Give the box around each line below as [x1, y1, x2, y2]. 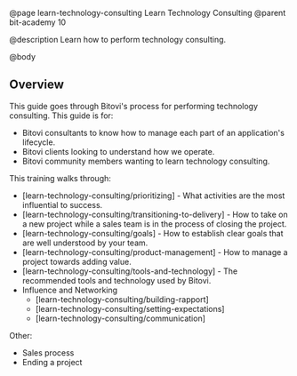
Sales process [21, 347, 75, 358]
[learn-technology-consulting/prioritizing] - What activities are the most [21, 190, 285, 201]
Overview [9, 77, 65, 92]
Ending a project [21, 356, 83, 367]
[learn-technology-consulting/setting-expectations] [35, 303, 225, 314]
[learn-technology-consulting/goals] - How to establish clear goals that [21, 228, 284, 238]
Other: [9, 330, 33, 340]
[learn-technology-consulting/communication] [35, 313, 206, 324]
